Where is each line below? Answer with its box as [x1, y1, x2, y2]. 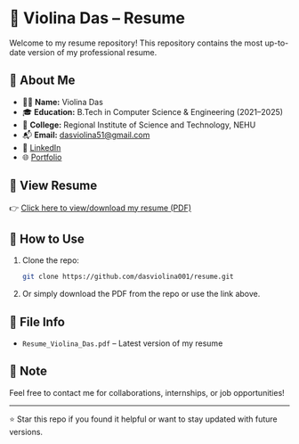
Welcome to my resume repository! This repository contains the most [9, 37, 263, 48]
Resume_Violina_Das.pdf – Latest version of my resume [21, 338, 223, 349]
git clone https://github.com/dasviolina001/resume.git [21, 272, 234, 282]
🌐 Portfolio [21, 152, 62, 162]
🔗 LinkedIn [21, 142, 61, 152]
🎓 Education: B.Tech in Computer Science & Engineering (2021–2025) [21, 106, 283, 117]
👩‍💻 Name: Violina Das [21, 96, 104, 107]
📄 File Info [9, 314, 65, 329]
